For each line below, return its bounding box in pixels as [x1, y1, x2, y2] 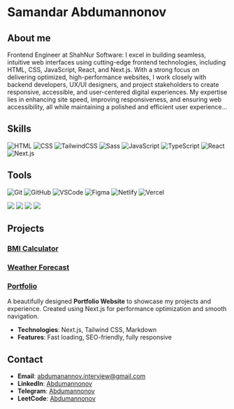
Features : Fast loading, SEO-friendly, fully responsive [17, 333, 173, 342]
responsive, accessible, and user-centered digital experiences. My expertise [7, 88, 228, 96]
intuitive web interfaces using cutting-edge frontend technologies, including [7, 58, 226, 67]
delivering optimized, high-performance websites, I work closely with [7, 73, 207, 81]
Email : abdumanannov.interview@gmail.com [17, 372, 146, 380]
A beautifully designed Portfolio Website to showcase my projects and [7, 297, 212, 305]
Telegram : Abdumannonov [17, 387, 96, 395]
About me [7, 32, 51, 44]
